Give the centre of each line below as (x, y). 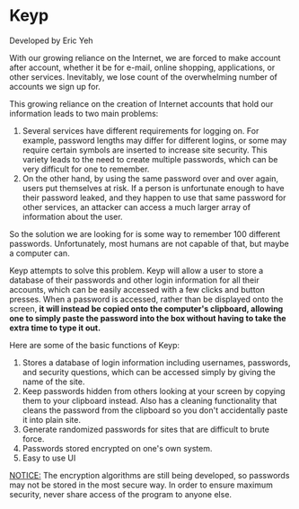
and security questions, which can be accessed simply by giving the (149, 372)
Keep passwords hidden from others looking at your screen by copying (154, 391)
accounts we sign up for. (55, 86)
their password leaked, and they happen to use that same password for (154, 197)
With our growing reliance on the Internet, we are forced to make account (145, 57)
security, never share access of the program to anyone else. (120, 494)
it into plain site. (51, 419)
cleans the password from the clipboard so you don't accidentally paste (155, 410)
